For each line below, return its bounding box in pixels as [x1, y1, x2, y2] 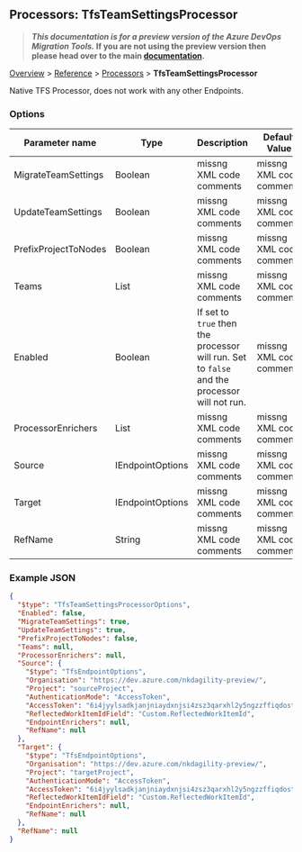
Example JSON [9, 572, 76, 585]
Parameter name [23, 137, 97, 150]
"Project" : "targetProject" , [25, 767, 135, 777]
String [115, 533, 141, 546]
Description [197, 137, 249, 150]
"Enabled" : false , [17, 609, 87, 618]
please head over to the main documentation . [31, 50, 205, 61]
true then [197, 317, 237, 330]
